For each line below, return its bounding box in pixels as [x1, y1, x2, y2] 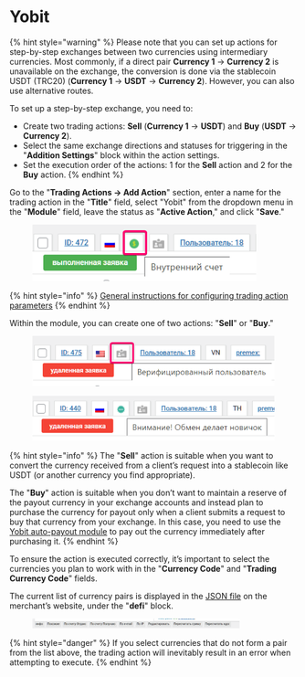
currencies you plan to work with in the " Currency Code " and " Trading [9, 564, 277, 575]
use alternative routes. [9, 85, 94, 96]
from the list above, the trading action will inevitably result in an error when [9, 647, 291, 659]
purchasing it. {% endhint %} [9, 536, 119, 547]
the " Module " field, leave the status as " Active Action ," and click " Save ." [9, 206, 285, 217]
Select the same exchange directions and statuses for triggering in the [22, 140, 288, 151]
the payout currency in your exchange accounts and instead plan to [9, 497, 264, 508]
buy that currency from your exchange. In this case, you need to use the [9, 516, 281, 527]
